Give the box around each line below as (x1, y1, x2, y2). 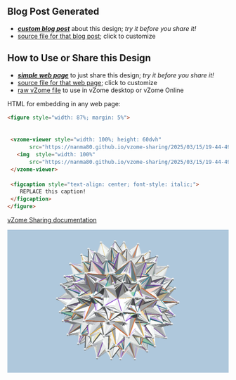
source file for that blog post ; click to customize (17, 32, 156, 40)
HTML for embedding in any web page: (7, 99, 121, 108)
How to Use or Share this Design (7, 52, 151, 64)
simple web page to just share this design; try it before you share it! (17, 70, 214, 80)
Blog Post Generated (7, 6, 100, 18)
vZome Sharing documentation (7, 216, 97, 224)
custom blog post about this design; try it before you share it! (17, 24, 197, 32)
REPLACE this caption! (20, 188, 86, 196)
